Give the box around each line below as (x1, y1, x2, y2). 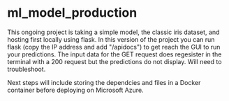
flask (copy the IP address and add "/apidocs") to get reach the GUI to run (7, 42, 221, 51)
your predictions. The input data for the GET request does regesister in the (7, 50, 222, 59)
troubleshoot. (7, 65, 46, 73)
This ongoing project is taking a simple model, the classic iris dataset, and (7, 28, 220, 36)
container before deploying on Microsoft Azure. (7, 86, 145, 94)
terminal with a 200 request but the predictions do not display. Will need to (7, 57, 222, 65)
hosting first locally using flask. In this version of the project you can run (7, 35, 215, 43)
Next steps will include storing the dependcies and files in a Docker (7, 78, 201, 86)
